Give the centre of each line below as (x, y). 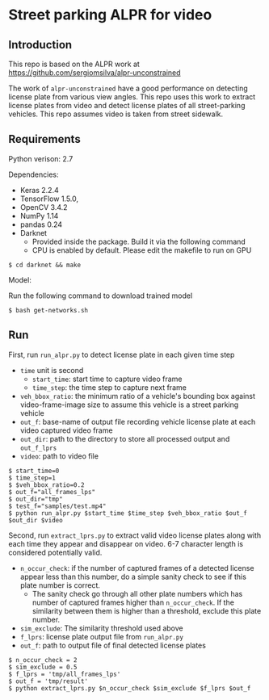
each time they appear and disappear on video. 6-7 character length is (126, 543)
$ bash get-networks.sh (48, 310)
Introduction (40, 45)
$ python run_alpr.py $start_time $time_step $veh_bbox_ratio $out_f (128, 513)
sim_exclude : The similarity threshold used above (101, 628)
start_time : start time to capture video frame (107, 379)
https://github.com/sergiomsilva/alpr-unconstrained (95, 73)
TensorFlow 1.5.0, (49, 199)
